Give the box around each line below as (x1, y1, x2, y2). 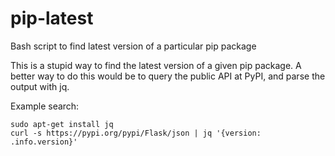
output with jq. (10, 80, 70, 92)
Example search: (10, 100, 80, 112)
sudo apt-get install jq (10, 119, 114, 129)
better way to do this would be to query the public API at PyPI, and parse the (10, 70, 326, 82)
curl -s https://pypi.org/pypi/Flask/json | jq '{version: (10, 128, 262, 138)
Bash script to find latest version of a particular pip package (10, 40, 257, 52)
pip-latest (10, 7, 94, 30)
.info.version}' (10, 137, 78, 147)
